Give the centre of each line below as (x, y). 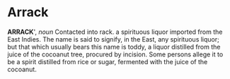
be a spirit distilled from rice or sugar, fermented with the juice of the (108, 61)
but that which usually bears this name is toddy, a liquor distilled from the (114, 47)
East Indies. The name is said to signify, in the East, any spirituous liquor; (113, 39)
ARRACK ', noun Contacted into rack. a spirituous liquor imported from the (115, 32)
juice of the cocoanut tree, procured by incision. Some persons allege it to (115, 54)
